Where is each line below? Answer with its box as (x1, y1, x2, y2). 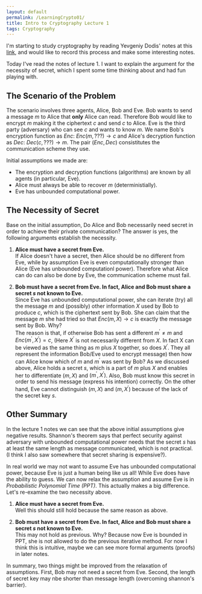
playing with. (6, 73, 38, 80)
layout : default (6, 8, 47, 15)
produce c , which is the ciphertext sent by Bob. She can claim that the (14, 308, 190, 316)
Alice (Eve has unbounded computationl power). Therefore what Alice (14, 265, 189, 272)
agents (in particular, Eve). (14, 175, 81, 182)
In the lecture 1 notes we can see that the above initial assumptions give (6, 425, 185, 432)
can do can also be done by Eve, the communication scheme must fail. (14, 271, 191, 278)
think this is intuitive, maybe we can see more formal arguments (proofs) (14, 544, 195, 551)
